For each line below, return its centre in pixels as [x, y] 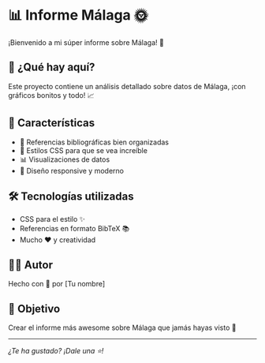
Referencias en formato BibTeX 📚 [75, 229]
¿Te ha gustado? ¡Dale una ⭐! [56, 351]
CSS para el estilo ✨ [52, 219]
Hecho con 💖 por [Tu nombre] [57, 284]
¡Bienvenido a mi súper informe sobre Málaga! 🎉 [86, 42]
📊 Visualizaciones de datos [65, 159]
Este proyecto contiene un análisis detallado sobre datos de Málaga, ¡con [127, 86]
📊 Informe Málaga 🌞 [78, 15]
